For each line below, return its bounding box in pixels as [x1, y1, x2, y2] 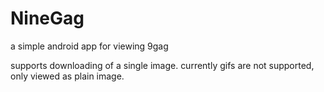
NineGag [10, 7, 85, 30]
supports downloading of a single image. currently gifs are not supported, [10, 59, 315, 71]
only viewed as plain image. [10, 70, 125, 82]
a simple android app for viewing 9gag [10, 40, 169, 52]
